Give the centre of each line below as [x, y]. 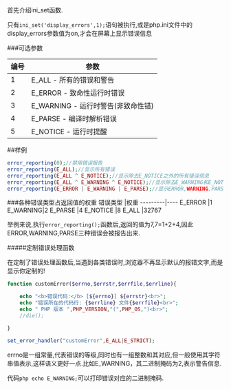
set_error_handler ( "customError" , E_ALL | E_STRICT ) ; [81, 340]
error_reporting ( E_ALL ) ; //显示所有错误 [61, 169]
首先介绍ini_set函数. [35, 10]
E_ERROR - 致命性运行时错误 [78, 93]
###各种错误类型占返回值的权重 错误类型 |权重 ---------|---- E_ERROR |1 [110, 202]
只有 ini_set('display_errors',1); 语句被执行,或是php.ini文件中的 [100, 25]
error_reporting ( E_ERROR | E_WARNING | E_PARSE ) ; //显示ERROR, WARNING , [109, 189]
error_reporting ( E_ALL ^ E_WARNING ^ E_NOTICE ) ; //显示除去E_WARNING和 [108, 182]
